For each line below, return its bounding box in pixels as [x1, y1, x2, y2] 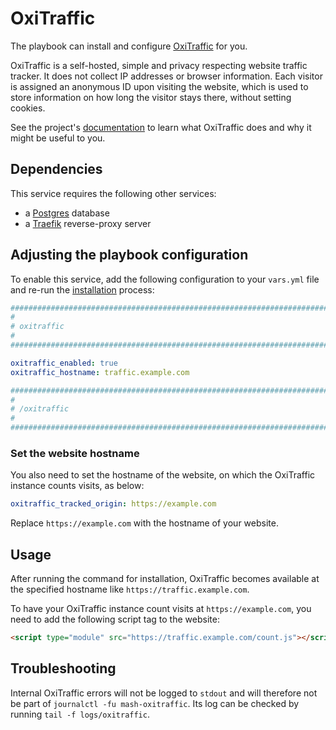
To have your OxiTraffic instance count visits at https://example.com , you [10, 603, 312, 615]
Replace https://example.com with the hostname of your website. [10, 517, 279, 529]
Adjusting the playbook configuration [10, 247, 249, 264]
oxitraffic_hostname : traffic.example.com [10, 367, 190, 377]
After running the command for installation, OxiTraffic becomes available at [10, 573, 320, 585]
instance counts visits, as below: [10, 480, 145, 492]
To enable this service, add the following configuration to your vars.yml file [10, 273, 320, 285]
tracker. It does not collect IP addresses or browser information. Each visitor [10, 70, 323, 82]
